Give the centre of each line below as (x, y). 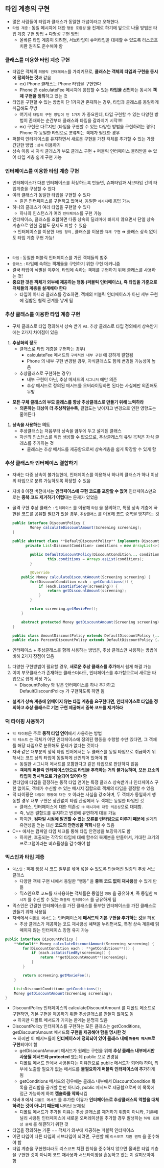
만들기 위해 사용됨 (29, 911)
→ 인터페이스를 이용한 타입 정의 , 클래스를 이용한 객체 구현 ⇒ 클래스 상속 (80, 232)
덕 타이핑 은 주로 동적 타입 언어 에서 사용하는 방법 (57, 733)
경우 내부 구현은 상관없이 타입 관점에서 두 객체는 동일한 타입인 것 (83, 800)
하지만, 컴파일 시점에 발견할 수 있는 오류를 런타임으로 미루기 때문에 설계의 (89, 819)
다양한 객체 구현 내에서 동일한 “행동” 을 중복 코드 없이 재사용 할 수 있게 (85, 881)
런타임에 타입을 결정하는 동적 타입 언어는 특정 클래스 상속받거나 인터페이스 (83, 782)
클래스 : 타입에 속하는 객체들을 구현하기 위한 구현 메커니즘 (66, 264)
